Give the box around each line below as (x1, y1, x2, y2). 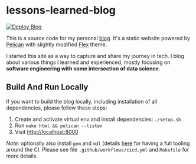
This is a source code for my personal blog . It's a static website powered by (6, 34, 191, 41)
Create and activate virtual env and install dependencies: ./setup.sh (14, 115, 181, 123)
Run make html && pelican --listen (14, 122, 103, 129)
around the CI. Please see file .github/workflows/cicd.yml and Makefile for (6, 146, 190, 153)
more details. (6, 152, 38, 159)
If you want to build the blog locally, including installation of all (6, 98, 158, 105)
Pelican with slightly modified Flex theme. (6, 41, 107, 48)
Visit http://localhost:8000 (14, 128, 79, 135)
